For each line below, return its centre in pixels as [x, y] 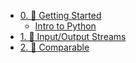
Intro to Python [65, 26]
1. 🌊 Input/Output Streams [73, 36]
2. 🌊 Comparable [54, 47]
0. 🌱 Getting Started [60, 15]
